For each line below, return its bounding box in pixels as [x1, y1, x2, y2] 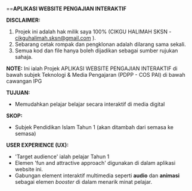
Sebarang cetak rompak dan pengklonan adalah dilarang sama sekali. [14, 41, 186, 48]
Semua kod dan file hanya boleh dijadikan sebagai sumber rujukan [14, 47, 178, 54]
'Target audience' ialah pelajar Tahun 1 [14, 153, 110, 160]
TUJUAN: [6, 89, 30, 96]
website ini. [14, 166, 44, 173]
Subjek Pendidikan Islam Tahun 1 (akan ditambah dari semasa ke [14, 124, 174, 130]
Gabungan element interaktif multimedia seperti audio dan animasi [14, 172, 180, 179]
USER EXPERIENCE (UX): [6, 142, 69, 148]
